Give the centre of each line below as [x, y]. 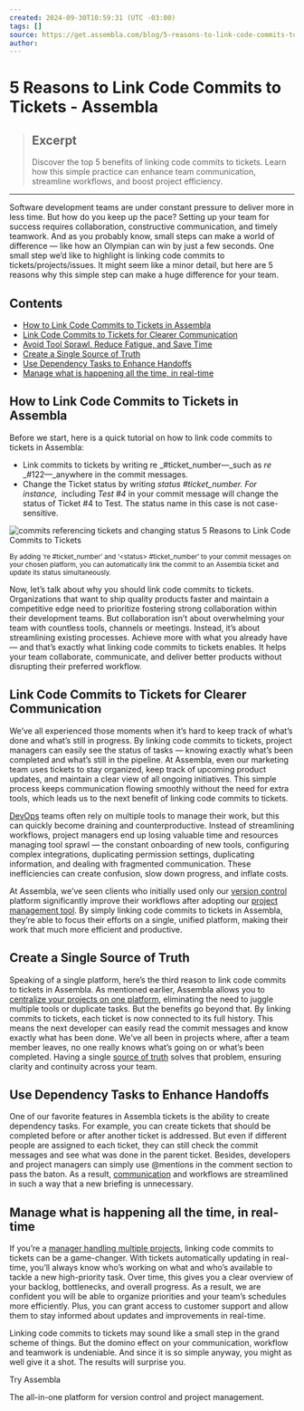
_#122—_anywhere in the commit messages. [105, 474]
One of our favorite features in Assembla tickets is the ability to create [139, 1117]
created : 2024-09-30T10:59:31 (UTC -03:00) [93, 18]
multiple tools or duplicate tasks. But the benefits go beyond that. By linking [150, 1008]
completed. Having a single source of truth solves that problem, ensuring [146, 1057]
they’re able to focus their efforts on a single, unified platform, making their [149, 919]
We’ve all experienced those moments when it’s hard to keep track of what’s [151, 731]
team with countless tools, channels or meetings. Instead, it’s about [135, 628]
